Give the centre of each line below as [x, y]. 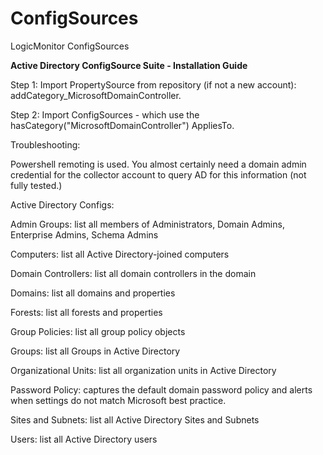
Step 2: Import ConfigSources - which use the [105, 114]
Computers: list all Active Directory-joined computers [120, 254]
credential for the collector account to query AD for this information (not [158, 174]
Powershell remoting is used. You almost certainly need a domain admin [158, 164]
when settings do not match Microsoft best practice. [118, 400]
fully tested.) [36, 185]
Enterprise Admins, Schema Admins [84, 234]
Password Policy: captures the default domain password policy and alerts [161, 389]
